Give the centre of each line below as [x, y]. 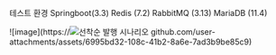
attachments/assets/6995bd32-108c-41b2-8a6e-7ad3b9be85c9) [131, 42]
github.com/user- [183, 32]
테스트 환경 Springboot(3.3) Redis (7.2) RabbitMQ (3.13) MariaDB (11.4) [138, 13]
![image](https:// [40, 32]
